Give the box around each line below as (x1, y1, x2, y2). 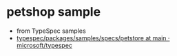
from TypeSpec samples (16, 27, 87, 35)
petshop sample (6, 4, 101, 20)
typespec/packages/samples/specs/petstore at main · (16, 33, 170, 42)
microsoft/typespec (16, 41, 73, 49)
